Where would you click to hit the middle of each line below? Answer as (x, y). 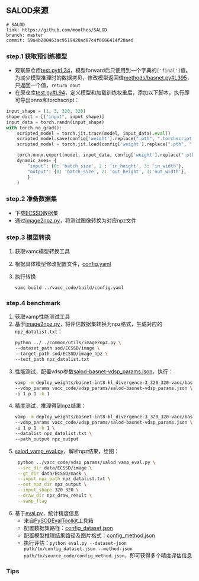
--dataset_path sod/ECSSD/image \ (57, 348)
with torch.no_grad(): (34, 128)
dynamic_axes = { (37, 161)
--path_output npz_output (46, 439)
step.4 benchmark (33, 303)
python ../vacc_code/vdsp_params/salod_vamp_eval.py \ (86, 462)
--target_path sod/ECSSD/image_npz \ (61, 354)
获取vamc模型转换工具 (42, 252)
